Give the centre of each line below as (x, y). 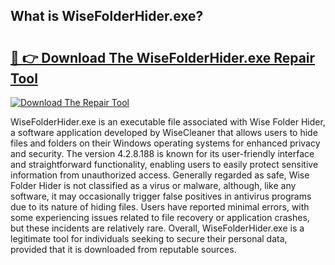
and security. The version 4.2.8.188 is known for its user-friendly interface (162, 153)
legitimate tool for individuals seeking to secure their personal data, (149, 238)
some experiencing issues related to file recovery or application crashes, (160, 217)
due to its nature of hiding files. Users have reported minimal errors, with (160, 207)
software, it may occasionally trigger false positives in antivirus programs (161, 196)
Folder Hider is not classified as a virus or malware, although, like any (153, 185)
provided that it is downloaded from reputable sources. (123, 249)
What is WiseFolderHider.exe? (107, 16)
